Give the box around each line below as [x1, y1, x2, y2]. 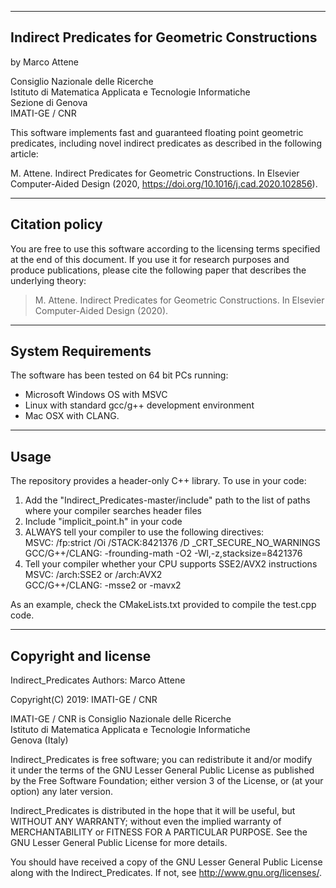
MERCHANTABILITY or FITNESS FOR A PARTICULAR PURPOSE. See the [10, 826, 308, 838]
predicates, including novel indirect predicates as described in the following [10, 137, 322, 149]
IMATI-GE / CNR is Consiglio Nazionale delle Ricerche [10, 713, 232, 725]
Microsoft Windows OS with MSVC [24, 389, 168, 401]
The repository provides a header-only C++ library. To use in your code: [10, 475, 307, 487]
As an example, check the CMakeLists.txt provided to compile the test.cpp [10, 599, 317, 611]
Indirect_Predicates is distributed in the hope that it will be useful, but [10, 805, 296, 817]
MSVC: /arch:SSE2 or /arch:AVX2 [24, 569, 163, 581]
